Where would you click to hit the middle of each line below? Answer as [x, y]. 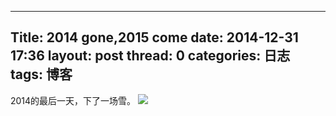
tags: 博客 [41, 74]
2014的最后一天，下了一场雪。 [73, 100]
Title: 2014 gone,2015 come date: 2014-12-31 [154, 37]
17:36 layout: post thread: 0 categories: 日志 [150, 56]
